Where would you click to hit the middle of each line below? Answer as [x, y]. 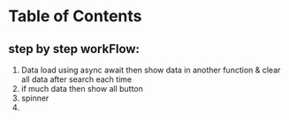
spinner [35, 98]
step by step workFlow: [74, 49]
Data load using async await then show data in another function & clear [151, 70]
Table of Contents [75, 16]
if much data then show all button [82, 89]
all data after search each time [76, 79]
